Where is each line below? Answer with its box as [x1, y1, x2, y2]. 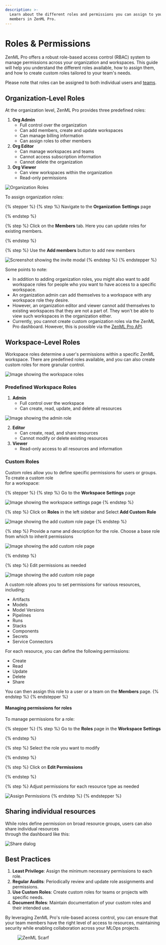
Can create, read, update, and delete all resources [19, 405, 122, 412]
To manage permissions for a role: [5, 716, 75, 722]
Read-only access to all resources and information [19, 446, 123, 452]
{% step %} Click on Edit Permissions [5, 764, 83, 770]
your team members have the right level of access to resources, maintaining [5, 920, 160, 926]
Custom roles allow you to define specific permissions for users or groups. [5, 469, 157, 475]
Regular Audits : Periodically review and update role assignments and [12, 879, 154, 884]
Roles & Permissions [5, 38, 90, 49]
